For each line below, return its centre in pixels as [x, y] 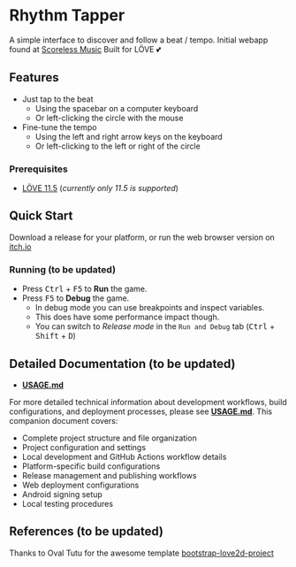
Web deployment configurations [80, 485]
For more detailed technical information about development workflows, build [148, 402]
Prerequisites [38, 169]
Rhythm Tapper [67, 15]
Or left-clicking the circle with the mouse [109, 118]
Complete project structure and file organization [109, 438]
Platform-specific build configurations [91, 466]
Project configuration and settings [84, 447]
